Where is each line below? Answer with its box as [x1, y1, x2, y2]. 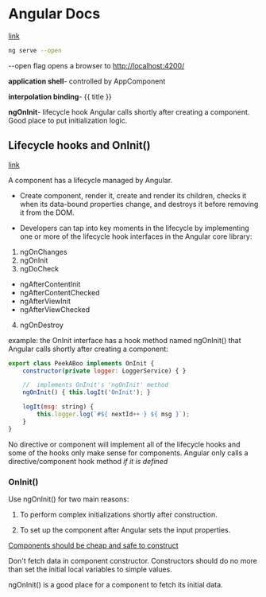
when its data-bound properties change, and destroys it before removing [19, 199, 259, 209]
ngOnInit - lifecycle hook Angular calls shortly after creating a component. [8, 107, 250, 116]
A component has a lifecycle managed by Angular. [8, 175, 173, 185]
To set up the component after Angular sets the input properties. [19, 525, 231, 534]
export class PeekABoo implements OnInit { [8, 359, 155, 367]
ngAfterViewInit [19, 296, 71, 306]
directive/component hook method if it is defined [8, 456, 168, 466]
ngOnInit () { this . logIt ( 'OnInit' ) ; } [22, 388, 151, 396]
